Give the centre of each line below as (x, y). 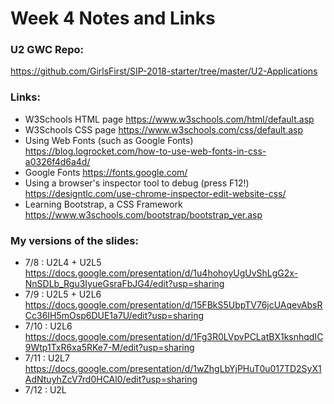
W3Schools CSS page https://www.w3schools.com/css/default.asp (164, 129)
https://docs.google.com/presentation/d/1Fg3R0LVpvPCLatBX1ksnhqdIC (174, 337)
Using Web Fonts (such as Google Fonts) (109, 140)
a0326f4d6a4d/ (57, 161)
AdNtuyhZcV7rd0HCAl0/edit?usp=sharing (111, 379)
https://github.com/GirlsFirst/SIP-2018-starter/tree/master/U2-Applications (164, 71)
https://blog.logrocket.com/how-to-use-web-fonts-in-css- (145, 151)
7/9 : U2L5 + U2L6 (63, 294)
